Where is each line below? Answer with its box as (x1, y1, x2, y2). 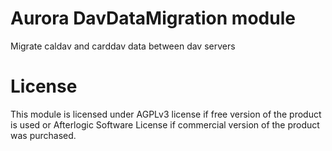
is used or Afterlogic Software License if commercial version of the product (10, 118, 320, 131)
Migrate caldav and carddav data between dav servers (10, 40, 236, 52)
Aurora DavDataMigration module (10, 7, 296, 30)
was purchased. (10, 129, 77, 141)
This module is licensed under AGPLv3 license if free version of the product (10, 108, 322, 120)
